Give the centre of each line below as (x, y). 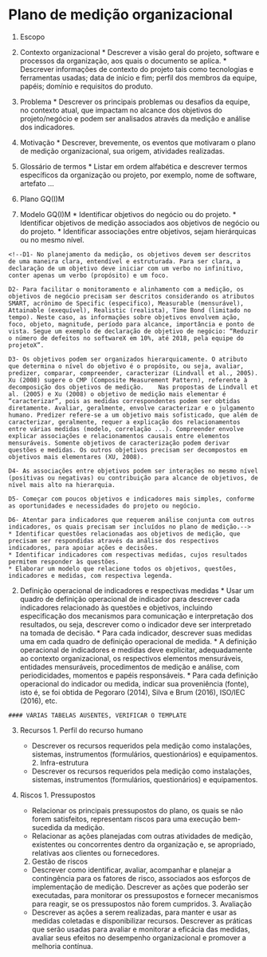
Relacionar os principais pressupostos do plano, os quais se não (137, 810)
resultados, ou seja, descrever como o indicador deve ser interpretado (135, 624)
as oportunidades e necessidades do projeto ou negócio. (105, 506)
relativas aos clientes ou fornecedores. (96, 852)
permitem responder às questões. (64, 562)
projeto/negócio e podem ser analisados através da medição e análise (135, 118)
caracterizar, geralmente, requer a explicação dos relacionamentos (124, 422)
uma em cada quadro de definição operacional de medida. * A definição (138, 641)
